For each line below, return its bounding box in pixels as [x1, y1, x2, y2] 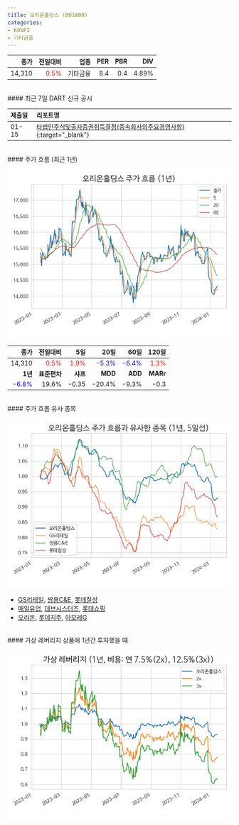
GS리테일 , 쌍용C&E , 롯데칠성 [17, 595, 98, 603]
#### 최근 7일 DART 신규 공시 [7, 93, 92, 103]
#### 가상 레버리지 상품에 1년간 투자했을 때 [7, 635, 128, 644]
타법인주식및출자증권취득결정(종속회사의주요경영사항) [36, 123, 185, 131]
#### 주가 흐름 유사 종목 [7, 404, 77, 412]
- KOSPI [7, 26, 31, 33]
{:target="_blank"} [36, 130, 90, 139]
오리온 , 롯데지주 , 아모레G [17, 613, 87, 621]
